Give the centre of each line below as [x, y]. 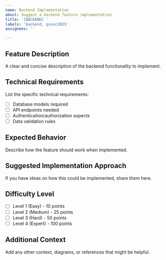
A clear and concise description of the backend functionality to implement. [83, 66]
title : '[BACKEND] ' [27, 19]
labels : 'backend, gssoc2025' [37, 24]
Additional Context [35, 240]
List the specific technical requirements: [47, 94]
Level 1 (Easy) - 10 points [38, 206]
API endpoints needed [36, 110]
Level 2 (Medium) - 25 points [43, 212]
